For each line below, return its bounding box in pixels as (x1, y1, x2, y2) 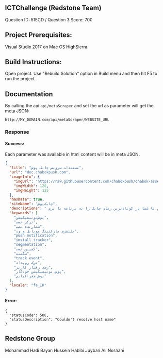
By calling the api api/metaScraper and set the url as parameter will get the (5, 103, 154, 109)
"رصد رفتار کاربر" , (14, 265, 53, 270)
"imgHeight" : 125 (14, 188, 49, 193)
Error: (5, 298, 17, 304)
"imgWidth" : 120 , (14, 183, 49, 188)
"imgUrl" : (14, 179, 34, 184)
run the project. (5, 76, 36, 82)
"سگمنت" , (14, 251, 32, 256)
